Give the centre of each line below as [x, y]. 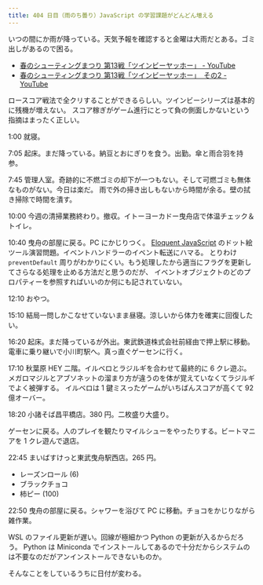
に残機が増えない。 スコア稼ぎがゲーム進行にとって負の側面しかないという [129, 110]
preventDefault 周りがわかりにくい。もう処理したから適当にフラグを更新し [130, 262]
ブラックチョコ [44, 484]
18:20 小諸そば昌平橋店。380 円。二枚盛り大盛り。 [91, 414]
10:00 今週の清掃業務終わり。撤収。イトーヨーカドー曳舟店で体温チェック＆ [131, 216]
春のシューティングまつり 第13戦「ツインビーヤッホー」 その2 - [123, 75]
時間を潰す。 [56, 199]
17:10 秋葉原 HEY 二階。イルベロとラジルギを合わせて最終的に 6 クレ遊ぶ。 [130, 368]
